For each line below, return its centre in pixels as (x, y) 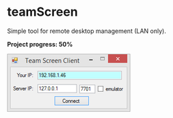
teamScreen (43, 12)
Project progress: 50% (40, 44)
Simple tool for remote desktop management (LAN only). (86, 31)
